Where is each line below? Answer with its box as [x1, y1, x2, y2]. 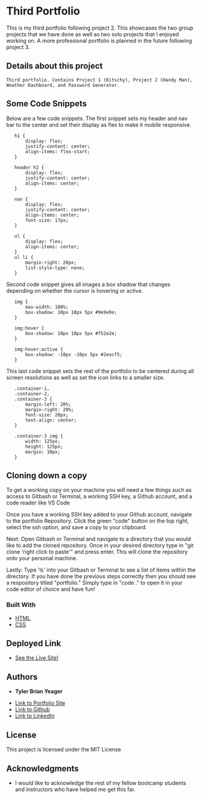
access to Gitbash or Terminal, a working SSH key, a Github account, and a [6, 493, 193, 500]
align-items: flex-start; [25, 148, 90, 154]
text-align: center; [25, 417, 77, 423]
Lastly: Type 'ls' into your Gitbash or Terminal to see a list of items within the [6, 566, 196, 574]
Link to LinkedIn [14, 712, 55, 719]
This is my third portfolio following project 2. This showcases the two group [6, 24, 194, 31]
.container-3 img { [14, 433, 63, 439]
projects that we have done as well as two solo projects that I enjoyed [6, 30, 179, 37]
